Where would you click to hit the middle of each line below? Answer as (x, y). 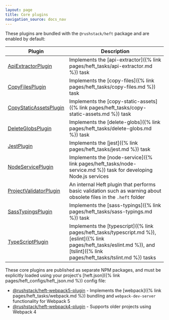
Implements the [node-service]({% (111, 158)
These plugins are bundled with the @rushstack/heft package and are (77, 34)
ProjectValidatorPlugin (34, 191)
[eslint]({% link (87, 239)
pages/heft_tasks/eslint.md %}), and (112, 245)
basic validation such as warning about (115, 191)
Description (115, 51)
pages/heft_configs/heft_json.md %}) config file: (56, 281)
